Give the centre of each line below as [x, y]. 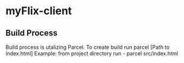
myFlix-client [39, 11]
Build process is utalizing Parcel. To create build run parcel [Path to [88, 47]
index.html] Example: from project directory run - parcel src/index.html [92, 53]
